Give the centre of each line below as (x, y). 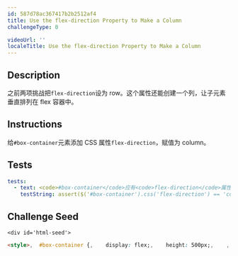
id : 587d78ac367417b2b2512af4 (52, 14)
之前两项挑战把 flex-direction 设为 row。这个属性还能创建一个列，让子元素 (117, 93)
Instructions (35, 124)
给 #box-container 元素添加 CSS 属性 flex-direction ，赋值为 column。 (109, 142)
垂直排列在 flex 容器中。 (42, 101)
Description (34, 75)
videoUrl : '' (27, 40)
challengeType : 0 (33, 27)
